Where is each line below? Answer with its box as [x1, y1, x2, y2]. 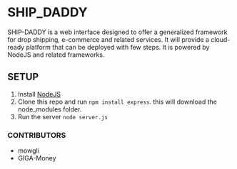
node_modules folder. [17, 104, 82, 114]
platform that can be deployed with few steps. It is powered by [26, 43, 210, 51]
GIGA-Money [17, 154, 56, 163]
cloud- [210, 35, 231, 43]
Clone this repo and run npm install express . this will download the [17, 97, 218, 106]
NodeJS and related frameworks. [7, 50, 105, 59]
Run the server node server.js [17, 112, 109, 121]
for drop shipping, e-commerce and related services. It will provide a [7, 35, 209, 43]
